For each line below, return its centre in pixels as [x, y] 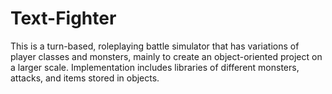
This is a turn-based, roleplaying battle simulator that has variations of [155, 46]
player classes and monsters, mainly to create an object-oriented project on [166, 56]
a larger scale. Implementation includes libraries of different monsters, [155, 67]
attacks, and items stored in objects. [85, 78]
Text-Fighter [63, 18]
